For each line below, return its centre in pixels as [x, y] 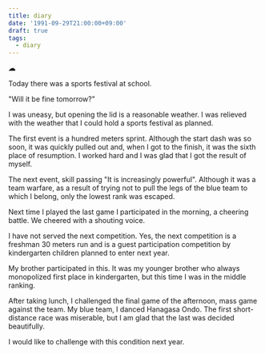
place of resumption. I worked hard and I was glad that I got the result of [127, 156]
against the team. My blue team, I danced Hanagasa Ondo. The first [120, 309]
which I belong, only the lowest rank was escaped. [92, 197]
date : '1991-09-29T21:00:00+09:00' [68, 23]
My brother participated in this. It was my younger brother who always [124, 268]
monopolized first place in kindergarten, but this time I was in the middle [127, 277]
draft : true [28, 30]
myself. [20, 164]
